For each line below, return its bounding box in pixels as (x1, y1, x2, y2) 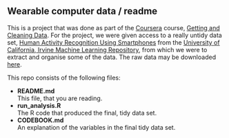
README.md (17, 87, 55, 95)
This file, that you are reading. (17, 94, 103, 102)
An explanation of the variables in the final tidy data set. (17, 123, 176, 131)
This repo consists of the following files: (7, 73, 121, 82)
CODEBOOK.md (17, 116, 64, 124)
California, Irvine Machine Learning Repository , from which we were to (7, 45, 208, 54)
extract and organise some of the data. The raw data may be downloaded (7, 53, 216, 61)
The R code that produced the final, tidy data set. (17, 108, 157, 117)
